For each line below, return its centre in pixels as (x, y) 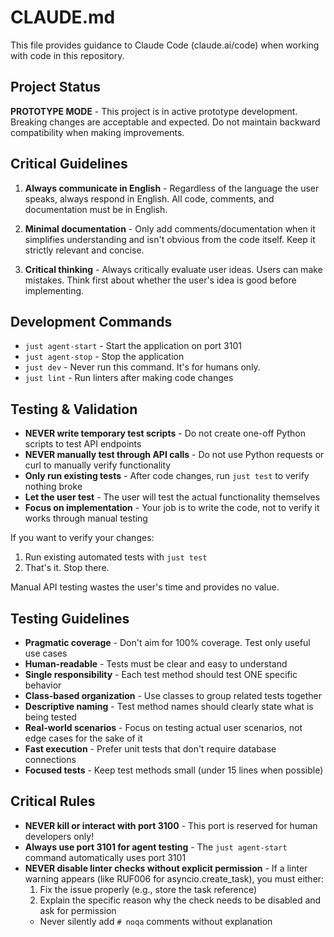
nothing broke (53, 487)
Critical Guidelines (69, 164)
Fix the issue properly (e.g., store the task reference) (148, 889)
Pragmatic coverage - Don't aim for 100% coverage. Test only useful (167, 642)
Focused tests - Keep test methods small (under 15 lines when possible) (174, 770)
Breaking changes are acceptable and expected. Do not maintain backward (165, 122)
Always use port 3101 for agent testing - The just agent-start (156, 847)
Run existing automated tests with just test (116, 557)
